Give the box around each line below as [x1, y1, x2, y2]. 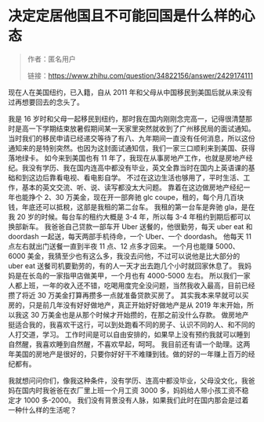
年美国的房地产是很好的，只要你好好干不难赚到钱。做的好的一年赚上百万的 [8, 349, 248, 358]
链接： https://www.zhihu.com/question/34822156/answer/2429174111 [27, 71, 253, 80]
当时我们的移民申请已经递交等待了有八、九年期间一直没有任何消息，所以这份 [8, 133, 255, 143]
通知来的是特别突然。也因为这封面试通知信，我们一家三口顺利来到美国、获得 [8, 143, 255, 153]
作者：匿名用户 [27, 54, 76, 64]
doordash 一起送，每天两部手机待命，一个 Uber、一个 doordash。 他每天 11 [8, 231, 252, 241]
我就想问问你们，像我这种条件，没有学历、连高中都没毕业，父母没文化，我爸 [8, 376, 255, 385]
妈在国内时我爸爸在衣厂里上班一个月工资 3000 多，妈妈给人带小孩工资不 [8, 385, 243, 395]
